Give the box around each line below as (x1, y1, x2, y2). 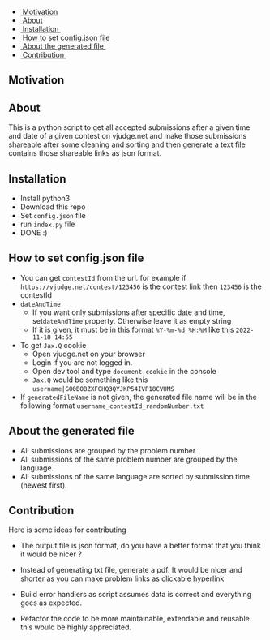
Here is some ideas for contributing (8, 525, 127, 535)
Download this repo (19, 202, 86, 212)
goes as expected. (19, 598, 83, 608)
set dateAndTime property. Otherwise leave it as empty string (32, 316, 232, 325)
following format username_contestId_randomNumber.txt (19, 401, 204, 410)
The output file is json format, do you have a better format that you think (19, 541, 261, 551)
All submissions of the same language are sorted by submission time (19, 471, 250, 481)
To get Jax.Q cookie (19, 340, 87, 350)
